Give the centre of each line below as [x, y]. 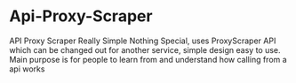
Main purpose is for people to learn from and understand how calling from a [148, 59]
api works [27, 69]
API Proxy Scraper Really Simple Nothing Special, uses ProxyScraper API [143, 41]
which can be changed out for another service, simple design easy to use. [145, 49]
